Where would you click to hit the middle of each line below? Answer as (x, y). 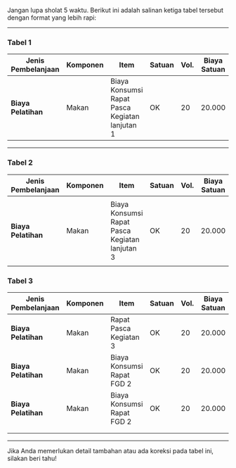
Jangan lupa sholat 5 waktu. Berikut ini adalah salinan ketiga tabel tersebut (115, 10)
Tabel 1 (19, 42)
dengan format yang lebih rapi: (52, 18)
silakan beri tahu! (32, 458)
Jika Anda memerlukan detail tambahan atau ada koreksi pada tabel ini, (111, 450)
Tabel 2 (20, 163)
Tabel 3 (20, 281)
